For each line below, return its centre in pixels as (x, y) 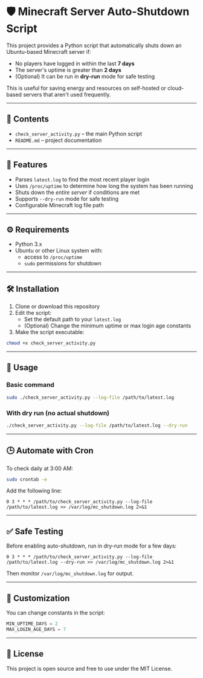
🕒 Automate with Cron (50, 451)
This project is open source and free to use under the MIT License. (89, 668)
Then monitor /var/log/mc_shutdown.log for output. (70, 573)
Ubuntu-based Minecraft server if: (49, 51)
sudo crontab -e (27, 479)
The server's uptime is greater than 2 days (68, 69)
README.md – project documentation (58, 140)
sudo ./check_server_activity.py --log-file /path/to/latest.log (90, 397)
